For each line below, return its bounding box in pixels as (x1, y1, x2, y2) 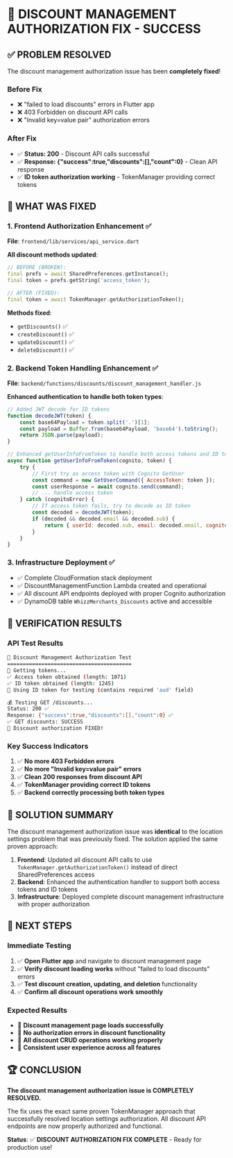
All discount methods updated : (7, 250, 98, 259)
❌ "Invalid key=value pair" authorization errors (17, 116, 150, 124)
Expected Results (7, 1005, 68, 1015)
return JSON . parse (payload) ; (19, 432, 104, 439)
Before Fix (7, 84, 43, 94)
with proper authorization (17, 900, 90, 908)
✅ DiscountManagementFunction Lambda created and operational (17, 581, 207, 589)
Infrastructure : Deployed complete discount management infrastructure (17, 892, 224, 901)
